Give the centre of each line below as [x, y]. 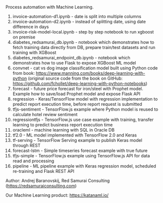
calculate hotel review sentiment [45, 114]
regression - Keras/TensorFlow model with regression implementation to [85, 99]
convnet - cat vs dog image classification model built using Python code [85, 68]
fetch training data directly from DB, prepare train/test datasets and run [84, 47]
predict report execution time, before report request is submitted [77, 104]
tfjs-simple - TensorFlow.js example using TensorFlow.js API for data [81, 156]
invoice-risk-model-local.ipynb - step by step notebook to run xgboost [83, 32]
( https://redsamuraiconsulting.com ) [41, 186]
